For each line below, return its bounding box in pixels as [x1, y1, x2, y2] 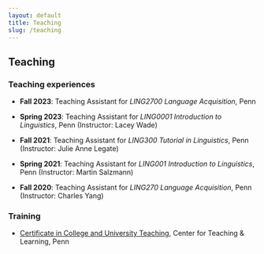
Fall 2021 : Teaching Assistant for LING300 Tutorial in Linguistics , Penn [19, 135, 249, 145]
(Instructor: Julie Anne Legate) [19, 144, 120, 153]
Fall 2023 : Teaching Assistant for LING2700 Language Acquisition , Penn [19, 97, 256, 106]
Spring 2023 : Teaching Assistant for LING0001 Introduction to [19, 112, 222, 122]
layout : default [8, 11, 61, 20]
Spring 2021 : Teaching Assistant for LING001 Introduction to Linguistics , [19, 159, 255, 169]
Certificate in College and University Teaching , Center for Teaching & [19, 229, 244, 238]
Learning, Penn [19, 237, 69, 246]
